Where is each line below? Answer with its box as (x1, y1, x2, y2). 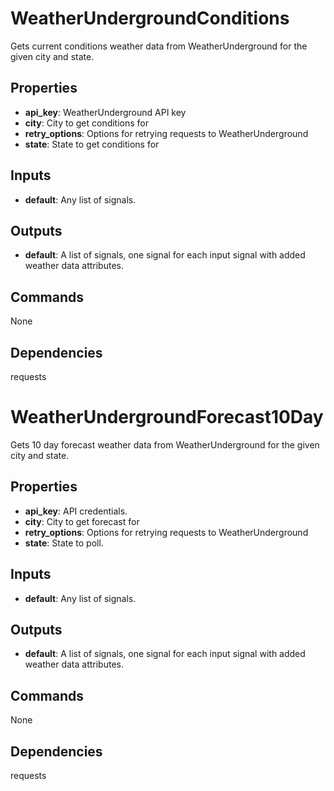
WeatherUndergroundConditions (10, 7, 290, 30)
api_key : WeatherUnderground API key (24, 106, 187, 118)
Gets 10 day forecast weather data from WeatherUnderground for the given (10, 438, 320, 451)
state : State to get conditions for (24, 138, 160, 150)
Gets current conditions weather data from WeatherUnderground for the (10, 40, 308, 52)
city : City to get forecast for (24, 515, 140, 527)
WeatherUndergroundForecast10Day (10, 406, 324, 429)
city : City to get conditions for (24, 117, 150, 129)
